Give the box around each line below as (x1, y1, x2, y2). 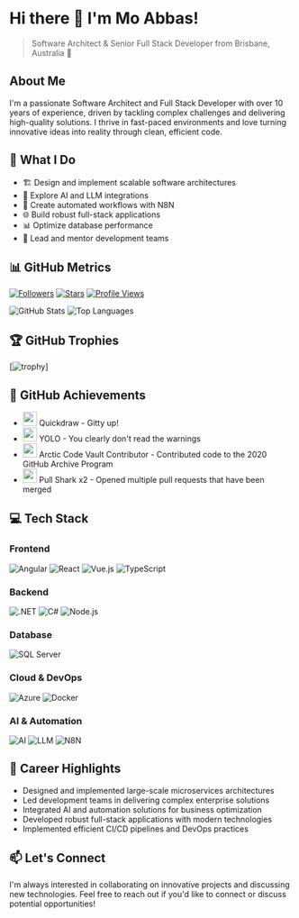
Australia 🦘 (31, 47, 72, 58)
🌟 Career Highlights (9, 761, 122, 777)
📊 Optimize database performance (22, 220, 153, 231)
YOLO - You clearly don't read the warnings (39, 433, 201, 444)
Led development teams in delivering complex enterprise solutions (22, 795, 270, 805)
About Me (9, 74, 66, 89)
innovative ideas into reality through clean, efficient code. (9, 126, 222, 137)
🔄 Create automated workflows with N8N (22, 199, 175, 210)
